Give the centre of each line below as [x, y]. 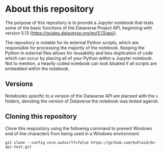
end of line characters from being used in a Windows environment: [73, 133]
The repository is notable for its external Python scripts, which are [72, 42]
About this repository [50, 9]
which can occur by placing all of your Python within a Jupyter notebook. [79, 58]
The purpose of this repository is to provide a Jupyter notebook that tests [79, 23]
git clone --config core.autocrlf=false [47, 142]
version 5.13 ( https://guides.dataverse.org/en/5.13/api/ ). [61, 33]
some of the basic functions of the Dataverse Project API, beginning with [79, 27]
